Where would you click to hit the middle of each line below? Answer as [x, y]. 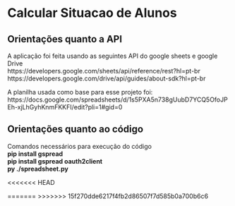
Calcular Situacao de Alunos [92, 13]
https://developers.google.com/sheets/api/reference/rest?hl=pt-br [104, 71]
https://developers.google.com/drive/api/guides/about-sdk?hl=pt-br [107, 78]
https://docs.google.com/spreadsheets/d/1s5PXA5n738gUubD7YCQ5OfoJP [117, 99]
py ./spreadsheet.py [38, 169]
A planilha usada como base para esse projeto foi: [80, 92]
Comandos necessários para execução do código [79, 146]
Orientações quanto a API [65, 39]
